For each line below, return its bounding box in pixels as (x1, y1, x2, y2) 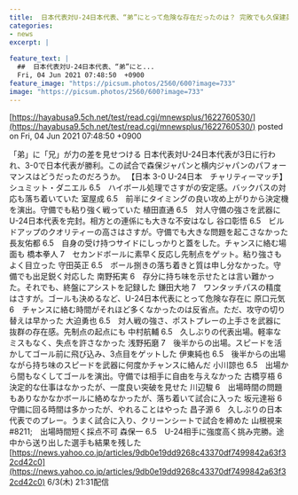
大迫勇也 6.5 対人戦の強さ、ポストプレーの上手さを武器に (65, 315, 282, 326)
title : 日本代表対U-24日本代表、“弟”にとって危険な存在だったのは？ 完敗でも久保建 (9, 12, 286, 22)
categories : (9, 21, 53, 30)
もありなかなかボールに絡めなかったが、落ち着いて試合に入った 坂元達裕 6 (9, 392, 282, 404)
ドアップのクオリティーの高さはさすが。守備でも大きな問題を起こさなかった (9, 226, 288, 237)
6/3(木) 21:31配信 (47, 476, 109, 487)
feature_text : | (9, 54, 69, 63)
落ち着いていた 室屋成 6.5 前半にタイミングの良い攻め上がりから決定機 (24, 192, 289, 204)
